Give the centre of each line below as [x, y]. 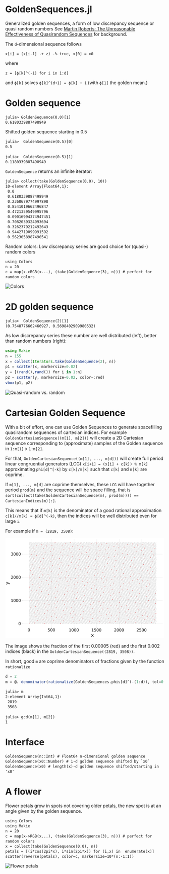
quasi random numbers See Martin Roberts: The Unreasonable [70, 28]
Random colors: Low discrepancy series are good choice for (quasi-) [77, 246]
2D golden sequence [50, 307]
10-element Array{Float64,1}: [37, 186]
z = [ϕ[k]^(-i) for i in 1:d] [37, 73]
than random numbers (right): [36, 341]
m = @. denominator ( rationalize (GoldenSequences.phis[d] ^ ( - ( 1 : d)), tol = [83, 682]
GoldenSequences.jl [49, 9]
